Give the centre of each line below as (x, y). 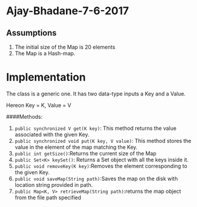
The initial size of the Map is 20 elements (65, 47)
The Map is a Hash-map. (45, 53)
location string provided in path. (54, 184)
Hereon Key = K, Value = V (39, 105)
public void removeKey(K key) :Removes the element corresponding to (101, 166)
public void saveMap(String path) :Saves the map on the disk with (96, 179)
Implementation (46, 77)
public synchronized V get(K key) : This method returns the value (96, 128)
